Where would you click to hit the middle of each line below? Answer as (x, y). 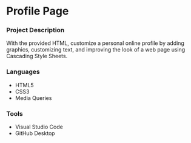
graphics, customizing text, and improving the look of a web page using (96, 50)
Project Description (35, 30)
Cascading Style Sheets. (37, 56)
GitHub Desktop (35, 133)
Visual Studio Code (39, 127)
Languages (23, 72)
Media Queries (33, 98)
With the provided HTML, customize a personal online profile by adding (95, 43)
